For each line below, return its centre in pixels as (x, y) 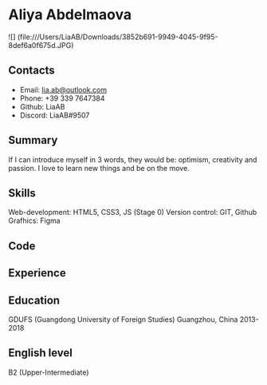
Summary (33, 140)
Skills (22, 193)
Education (34, 300)
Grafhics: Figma (35, 220)
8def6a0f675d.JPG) (41, 45)
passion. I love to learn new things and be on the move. (99, 168)
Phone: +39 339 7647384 (62, 98)
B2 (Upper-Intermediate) (49, 372)
